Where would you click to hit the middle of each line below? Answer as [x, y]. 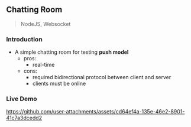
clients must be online [59, 84]
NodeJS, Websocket [46, 24]
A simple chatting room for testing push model [72, 52]
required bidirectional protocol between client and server [102, 77]
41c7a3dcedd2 [24, 118]
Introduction [24, 39]
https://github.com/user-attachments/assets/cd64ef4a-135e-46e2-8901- [96, 112]
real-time [43, 65]
